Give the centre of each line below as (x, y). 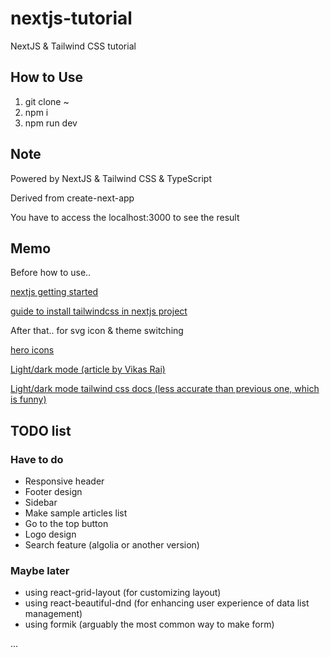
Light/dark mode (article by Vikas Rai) (88, 369)
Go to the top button (66, 524)
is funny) (28, 399)
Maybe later (40, 570)
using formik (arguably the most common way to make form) (149, 624)
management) (53, 614)
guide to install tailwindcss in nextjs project (99, 311)
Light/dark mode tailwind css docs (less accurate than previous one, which (165, 389)
